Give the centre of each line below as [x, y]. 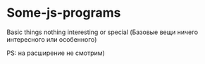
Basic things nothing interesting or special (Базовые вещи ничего [103, 32]
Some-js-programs [64, 13]
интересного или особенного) [52, 39]
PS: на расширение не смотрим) [56, 53]
